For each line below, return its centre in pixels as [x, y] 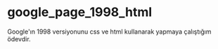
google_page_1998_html [80, 12]
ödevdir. [19, 38]
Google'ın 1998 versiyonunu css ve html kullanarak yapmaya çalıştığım [109, 31]
